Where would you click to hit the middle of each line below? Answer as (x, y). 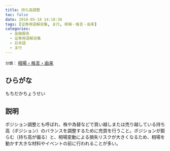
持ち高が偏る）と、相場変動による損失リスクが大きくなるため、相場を (92, 137)
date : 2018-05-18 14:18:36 (34, 19)
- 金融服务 (20, 34)
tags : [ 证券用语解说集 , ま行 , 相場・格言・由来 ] (51, 24)
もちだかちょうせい (25, 94)
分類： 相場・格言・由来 (29, 63)
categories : (18, 29)
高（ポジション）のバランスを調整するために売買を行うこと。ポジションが (83, 131)
